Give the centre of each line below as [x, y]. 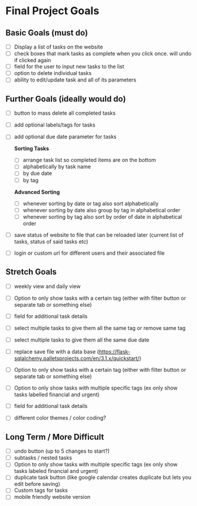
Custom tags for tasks [41, 490]
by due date [37, 173]
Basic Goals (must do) [47, 33]
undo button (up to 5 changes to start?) [62, 451]
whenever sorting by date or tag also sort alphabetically [91, 203]
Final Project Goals [52, 11]
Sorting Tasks [32, 148]
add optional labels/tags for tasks [55, 125]
